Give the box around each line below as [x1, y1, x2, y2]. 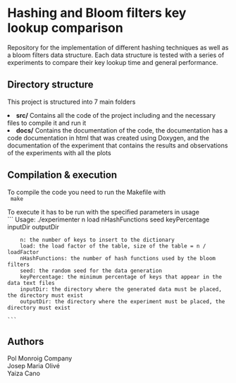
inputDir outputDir [7, 222, 60, 231]
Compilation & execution [7, 169, 118, 181]
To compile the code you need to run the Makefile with [7, 188, 166, 196]
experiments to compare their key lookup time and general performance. [7, 58, 218, 66]
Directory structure [7, 79, 94, 91]
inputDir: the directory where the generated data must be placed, [20, 286, 222, 293]
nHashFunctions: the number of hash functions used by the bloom [20, 255, 216, 262]
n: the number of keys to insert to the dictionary [20, 236, 175, 243]
